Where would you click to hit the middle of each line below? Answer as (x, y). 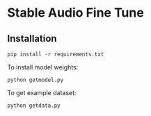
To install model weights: (43, 67)
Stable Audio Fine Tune (75, 13)
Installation (32, 39)
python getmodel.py (35, 80)
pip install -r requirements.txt (56, 54)
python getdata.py (34, 106)
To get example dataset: (42, 93)
